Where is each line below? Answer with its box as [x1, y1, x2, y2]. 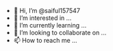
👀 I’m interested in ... [13, 14, 72, 22]
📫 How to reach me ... [13, 37, 77, 44]
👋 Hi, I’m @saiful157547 [13, 7, 81, 14]
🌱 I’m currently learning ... [13, 21, 87, 29]
